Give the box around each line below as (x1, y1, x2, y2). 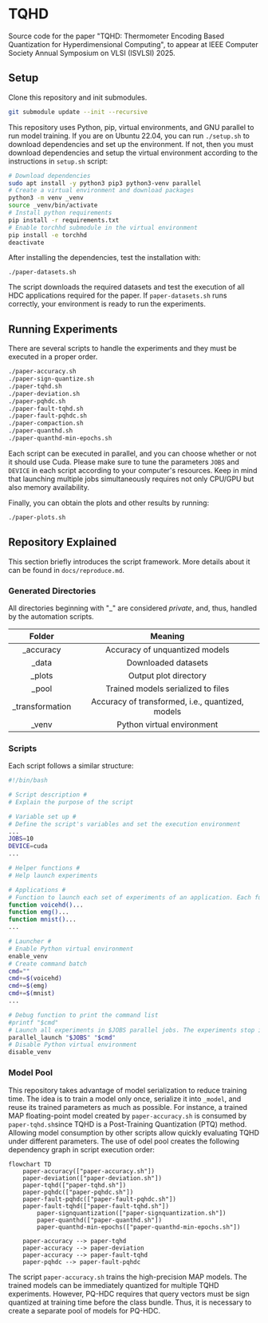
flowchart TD (8, 1160, 52, 1168)
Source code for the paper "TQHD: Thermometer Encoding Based (8, 31, 225, 41)
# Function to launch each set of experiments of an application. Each (8, 893, 251, 902)
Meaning (150, 630, 185, 642)
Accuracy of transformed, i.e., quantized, (90, 696, 245, 707)
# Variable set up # (8, 812, 77, 820)
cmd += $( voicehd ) (8, 974, 62, 982)
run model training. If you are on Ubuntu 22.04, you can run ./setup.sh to (8, 131, 250, 140)
